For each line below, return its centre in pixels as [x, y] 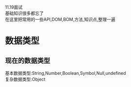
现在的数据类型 [28, 60]
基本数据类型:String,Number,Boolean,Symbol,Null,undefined [65, 73]
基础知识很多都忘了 [24, 13]
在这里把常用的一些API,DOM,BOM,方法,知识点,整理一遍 [60, 19]
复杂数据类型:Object [25, 79]
